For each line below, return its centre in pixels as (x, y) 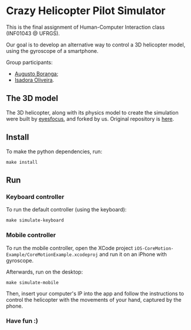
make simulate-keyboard (35, 220)
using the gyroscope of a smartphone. (52, 50)
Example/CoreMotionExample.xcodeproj (52, 255)
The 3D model (32, 98)
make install (22, 162)
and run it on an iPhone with (133, 254)
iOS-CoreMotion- (154, 248)
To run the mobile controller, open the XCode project (69, 248)
